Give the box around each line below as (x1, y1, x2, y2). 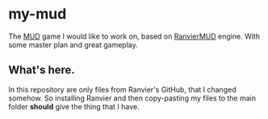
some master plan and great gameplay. (8, 39, 139, 49)
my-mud (8, 5, 67, 23)
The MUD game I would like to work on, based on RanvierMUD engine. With (8, 31, 261, 41)
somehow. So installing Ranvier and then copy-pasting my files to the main (8, 93, 257, 103)
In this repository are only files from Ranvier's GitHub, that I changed (8, 84, 237, 94)
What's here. (8, 64, 75, 77)
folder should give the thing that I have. (8, 101, 140, 111)
